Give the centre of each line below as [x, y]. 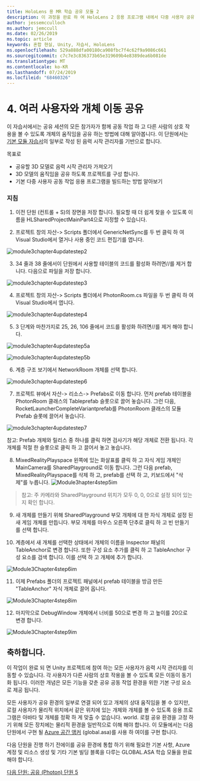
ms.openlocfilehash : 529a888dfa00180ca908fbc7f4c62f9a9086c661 [87, 50]
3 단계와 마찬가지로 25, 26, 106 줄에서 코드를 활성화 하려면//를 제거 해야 [99, 327]
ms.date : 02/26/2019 [32, 34]
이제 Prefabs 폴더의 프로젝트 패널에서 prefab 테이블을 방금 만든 [89, 581]
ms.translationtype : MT [36, 61]
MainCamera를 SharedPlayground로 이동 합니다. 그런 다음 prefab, [94, 468]
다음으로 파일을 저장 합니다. [60, 271]
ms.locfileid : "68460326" [39, 78]
